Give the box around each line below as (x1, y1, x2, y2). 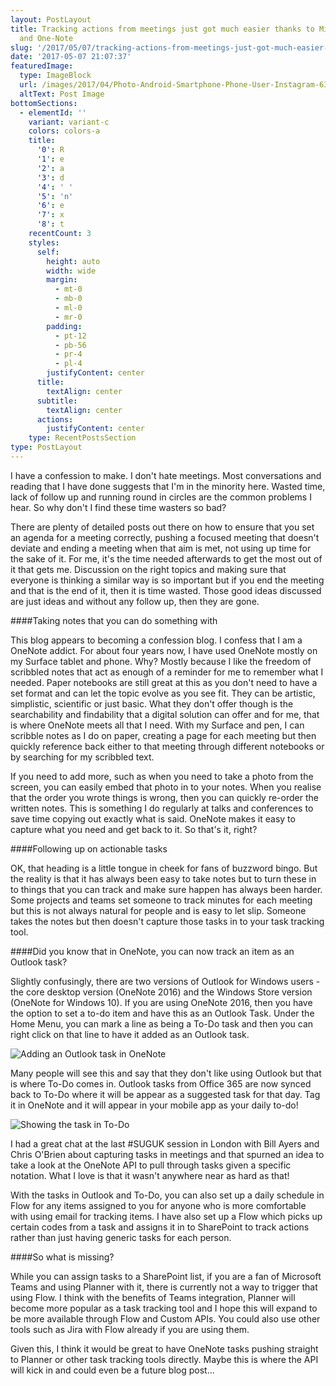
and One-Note (19, 33, 74, 43)
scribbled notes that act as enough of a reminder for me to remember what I (10, 666, 324, 678)
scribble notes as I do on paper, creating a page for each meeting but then (10, 729, 317, 741)
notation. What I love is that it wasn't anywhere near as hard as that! (10, 1169, 290, 1181)
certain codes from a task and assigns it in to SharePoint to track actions (10, 1221, 310, 1233)
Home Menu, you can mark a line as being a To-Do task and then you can (10, 1017, 314, 1030)
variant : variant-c (28, 117, 110, 127)
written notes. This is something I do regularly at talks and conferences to (10, 802, 314, 814)
